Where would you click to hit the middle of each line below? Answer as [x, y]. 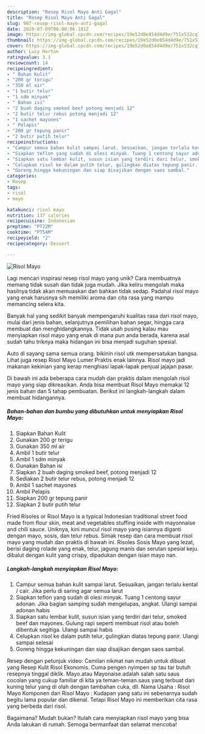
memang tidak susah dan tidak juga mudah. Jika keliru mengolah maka [96, 284]
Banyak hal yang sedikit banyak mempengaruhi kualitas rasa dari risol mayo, [102, 316]
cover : [15, 46]
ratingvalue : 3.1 [29, 57]
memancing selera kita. [36, 304]
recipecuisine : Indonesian [41, 221]
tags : [14, 187]
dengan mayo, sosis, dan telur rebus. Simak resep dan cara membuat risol [100, 536]
